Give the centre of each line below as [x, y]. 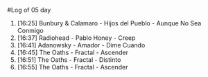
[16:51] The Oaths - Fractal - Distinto [69, 60]
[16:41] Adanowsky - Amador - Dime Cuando [81, 45]
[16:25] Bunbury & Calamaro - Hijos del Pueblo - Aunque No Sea [109, 23]
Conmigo [30, 31]
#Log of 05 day [29, 10]
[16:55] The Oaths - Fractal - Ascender [72, 67]
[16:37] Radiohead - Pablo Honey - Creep [76, 38]
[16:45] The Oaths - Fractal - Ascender [72, 52]
